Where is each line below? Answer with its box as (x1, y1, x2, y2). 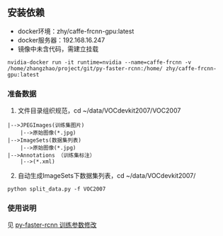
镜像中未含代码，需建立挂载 (17, 45, 99, 53)
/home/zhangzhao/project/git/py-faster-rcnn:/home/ (7, 64, 163, 72)
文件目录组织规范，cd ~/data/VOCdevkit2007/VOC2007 (17, 106, 181, 115)
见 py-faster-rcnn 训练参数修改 (7, 220, 97, 229)
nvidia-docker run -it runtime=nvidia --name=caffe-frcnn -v (7, 59, 192, 66)
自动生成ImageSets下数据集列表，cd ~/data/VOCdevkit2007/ (17, 172, 196, 180)
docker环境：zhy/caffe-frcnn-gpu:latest (17, 27, 135, 35)
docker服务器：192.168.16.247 (17, 35, 105, 44)
